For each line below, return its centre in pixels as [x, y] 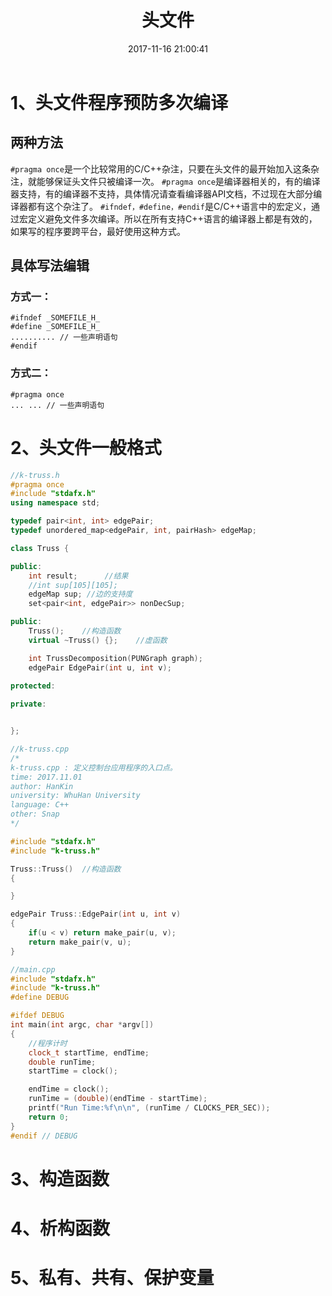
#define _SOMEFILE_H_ [55, 327]
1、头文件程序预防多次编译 [119, 102]
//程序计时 [48, 1043]
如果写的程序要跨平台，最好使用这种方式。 [98, 231]
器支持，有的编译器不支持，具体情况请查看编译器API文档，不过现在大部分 [162, 193]
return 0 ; [49, 1117]
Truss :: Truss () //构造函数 [66, 869]
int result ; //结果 [78, 576]
